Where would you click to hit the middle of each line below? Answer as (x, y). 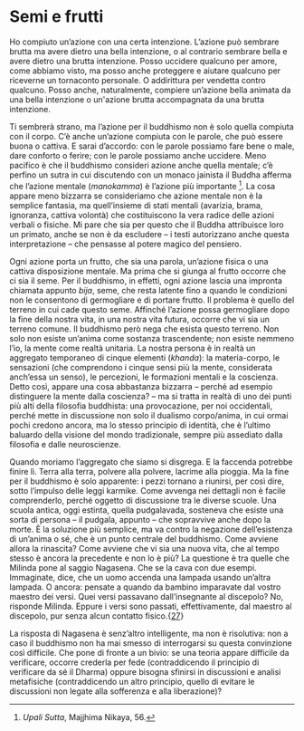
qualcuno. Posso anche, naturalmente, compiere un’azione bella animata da (150, 90)
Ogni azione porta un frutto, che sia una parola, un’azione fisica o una (139, 261)
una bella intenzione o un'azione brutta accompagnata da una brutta (137, 99)
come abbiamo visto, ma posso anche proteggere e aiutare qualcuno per (145, 71)
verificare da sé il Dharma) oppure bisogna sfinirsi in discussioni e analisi (145, 671)
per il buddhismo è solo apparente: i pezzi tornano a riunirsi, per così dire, (147, 481)
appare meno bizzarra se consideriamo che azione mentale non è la (136, 196)
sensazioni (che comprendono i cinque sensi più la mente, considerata (141, 367)
